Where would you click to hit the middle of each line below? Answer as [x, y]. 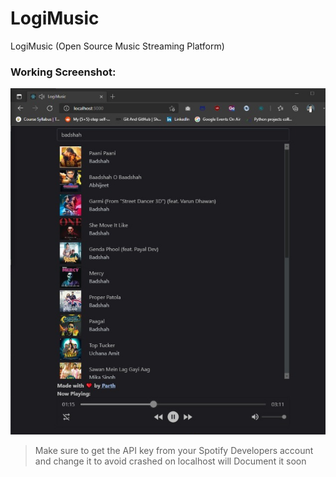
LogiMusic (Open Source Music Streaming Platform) [117, 46]
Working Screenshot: [63, 72]
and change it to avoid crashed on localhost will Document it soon [170, 461]
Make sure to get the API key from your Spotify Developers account [174, 450]
